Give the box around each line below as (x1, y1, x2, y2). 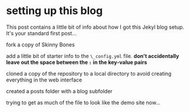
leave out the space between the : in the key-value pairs (6, 59, 148, 66)
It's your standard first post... (6, 29, 77, 36)
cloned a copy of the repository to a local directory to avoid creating (6, 70, 172, 77)
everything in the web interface (6, 76, 83, 83)
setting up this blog (6, 4, 103, 18)
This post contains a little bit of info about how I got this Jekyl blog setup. (6, 23, 185, 30)
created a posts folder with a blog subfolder (6, 87, 113, 94)
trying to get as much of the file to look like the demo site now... (6, 99, 161, 106)
